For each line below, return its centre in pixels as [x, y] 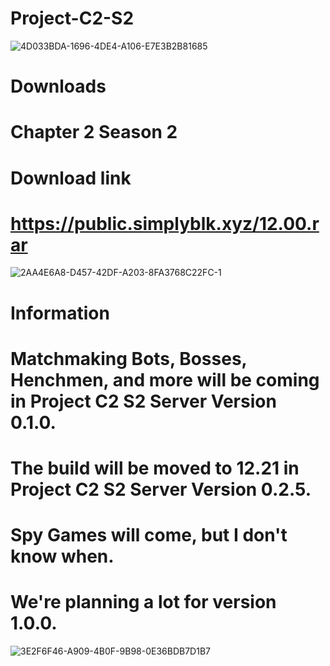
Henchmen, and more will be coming [165, 379]
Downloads [58, 86]
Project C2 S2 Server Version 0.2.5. [161, 489]
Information [60, 313]
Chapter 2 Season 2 [94, 132]
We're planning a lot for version [143, 602]
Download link [71, 178]
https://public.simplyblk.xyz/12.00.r [165, 223]
